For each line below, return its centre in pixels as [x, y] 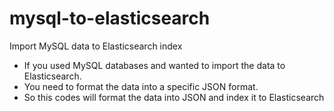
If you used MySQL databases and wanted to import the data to [154, 65]
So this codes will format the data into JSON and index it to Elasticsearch [174, 97]
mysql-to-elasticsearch [110, 18]
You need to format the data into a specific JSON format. [141, 86]
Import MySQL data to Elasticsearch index [96, 46]
